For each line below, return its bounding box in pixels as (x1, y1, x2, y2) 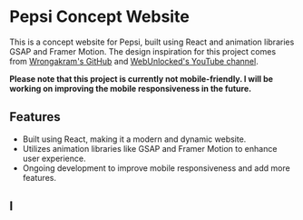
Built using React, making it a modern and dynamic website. (22, 134, 247, 145)
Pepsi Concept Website (9, 6, 191, 27)
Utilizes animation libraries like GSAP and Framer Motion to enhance (22, 143, 278, 154)
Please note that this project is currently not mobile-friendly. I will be (9, 73, 274, 84)
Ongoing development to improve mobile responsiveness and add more (22, 162, 290, 174)
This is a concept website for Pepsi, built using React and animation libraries (9, 36, 295, 47)
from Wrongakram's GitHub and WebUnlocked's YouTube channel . (9, 55, 259, 66)
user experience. (22, 153, 86, 164)
